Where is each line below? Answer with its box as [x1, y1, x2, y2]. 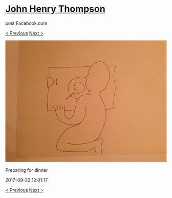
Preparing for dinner [5, 167, 48, 173]
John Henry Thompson [5, 3, 106, 15]
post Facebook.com [5, 20, 48, 26]
